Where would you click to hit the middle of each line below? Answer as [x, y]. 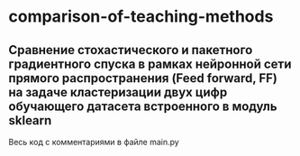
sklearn [30, 120]
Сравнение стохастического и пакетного [131, 50]
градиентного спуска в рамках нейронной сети [150, 64]
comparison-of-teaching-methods [141, 17]
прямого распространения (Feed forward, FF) [143, 78]
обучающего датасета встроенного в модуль [143, 106]
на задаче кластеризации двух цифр [118, 92]
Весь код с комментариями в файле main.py [94, 142]
